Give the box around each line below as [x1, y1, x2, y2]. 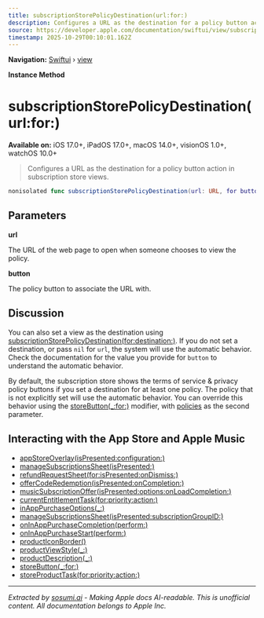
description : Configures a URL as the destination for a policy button [8, 19, 247, 27]
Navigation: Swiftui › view [8, 55, 93, 64]
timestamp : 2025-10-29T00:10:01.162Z [8, 33, 132, 42]
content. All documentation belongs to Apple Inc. [8, 601, 167, 610]
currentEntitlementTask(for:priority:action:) [19, 495, 159, 504]
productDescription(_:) [19, 553, 93, 562]
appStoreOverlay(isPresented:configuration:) [19, 453, 165, 463]
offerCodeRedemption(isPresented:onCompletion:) [19, 478, 185, 488]
